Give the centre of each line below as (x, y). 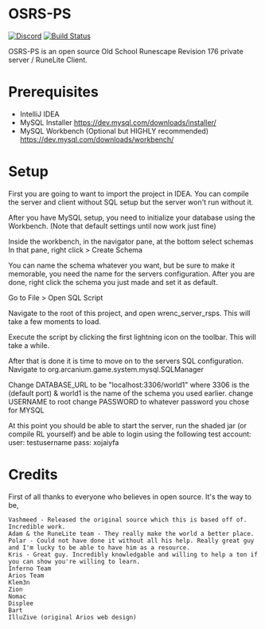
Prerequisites (54, 92)
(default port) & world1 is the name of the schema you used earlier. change (131, 393)
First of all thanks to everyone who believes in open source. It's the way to (130, 496)
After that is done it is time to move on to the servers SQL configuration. (126, 361)
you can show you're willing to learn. (74, 561)
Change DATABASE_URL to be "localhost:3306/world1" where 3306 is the (129, 385)
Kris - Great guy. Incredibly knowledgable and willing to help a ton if (133, 554)
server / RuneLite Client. (48, 60)
